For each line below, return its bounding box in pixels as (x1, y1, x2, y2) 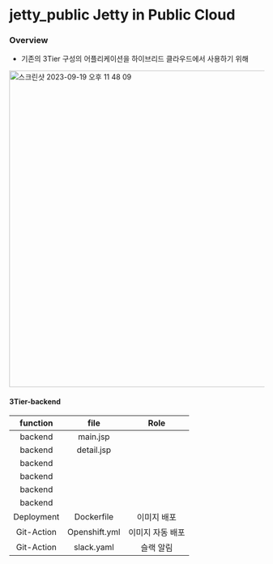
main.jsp (77, 431, 110, 442)
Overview (9, 35, 49, 46)
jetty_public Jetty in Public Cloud (9, 6, 236, 24)
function (19, 417, 53, 429)
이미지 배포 (137, 511, 177, 523)
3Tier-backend (9, 397, 62, 407)
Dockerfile (74, 511, 114, 522)
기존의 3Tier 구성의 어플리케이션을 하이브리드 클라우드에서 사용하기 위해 (20, 54, 250, 64)
